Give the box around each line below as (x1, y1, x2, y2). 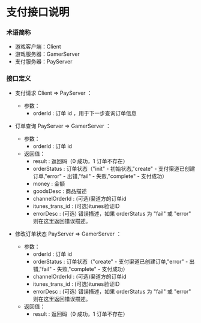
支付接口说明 (6, 5, 70, 19)
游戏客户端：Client (14, 43, 61, 50)
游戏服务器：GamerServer (14, 50, 80, 58)
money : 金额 (32, 180, 65, 187)
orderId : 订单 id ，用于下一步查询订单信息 (32, 109, 137, 117)
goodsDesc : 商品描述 (32, 187, 87, 195)
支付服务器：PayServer (14, 58, 73, 65)
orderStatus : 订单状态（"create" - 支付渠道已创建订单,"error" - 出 (32, 258, 195, 265)
